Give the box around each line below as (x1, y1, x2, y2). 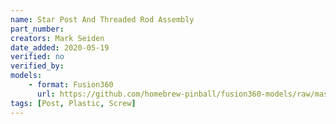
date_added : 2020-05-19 (10, 42, 110, 53)
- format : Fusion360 (28, 80, 114, 90)
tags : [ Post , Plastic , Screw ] (10, 98, 137, 108)
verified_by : (10, 61, 65, 71)
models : (10, 71, 43, 81)
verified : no (10, 52, 65, 62)
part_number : (10, 24, 65, 34)
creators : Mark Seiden (10, 33, 105, 43)
